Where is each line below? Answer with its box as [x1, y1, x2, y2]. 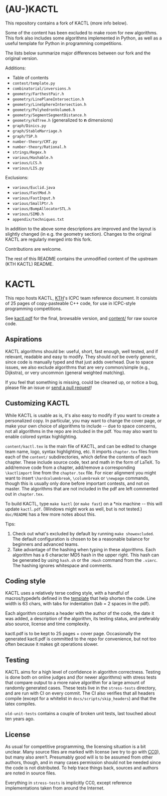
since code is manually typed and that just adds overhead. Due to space [5, 359, 154, 365]
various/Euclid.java [12, 185, 55, 190]
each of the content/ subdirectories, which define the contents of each [5, 453, 151, 460]
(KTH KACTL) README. [5, 261, 54, 267]
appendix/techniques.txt [12, 217, 64, 222]
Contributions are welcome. [5, 246, 62, 252]
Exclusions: [5, 174, 29, 180]
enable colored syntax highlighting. [5, 433, 77, 439]
